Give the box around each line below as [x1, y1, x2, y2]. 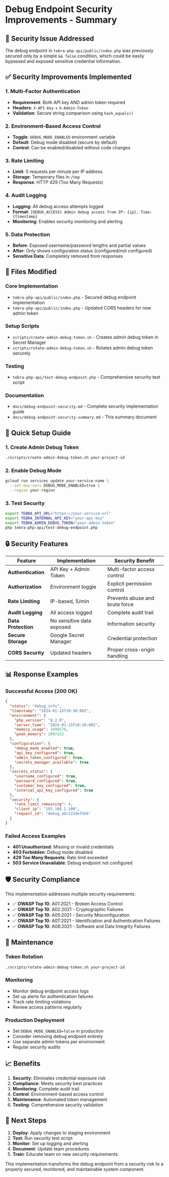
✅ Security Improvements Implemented [5, 73, 132, 81]
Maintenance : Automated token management [12, 1096, 107, 1102]
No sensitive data [50, 617, 92, 624]
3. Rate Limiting [5, 157, 44, 164]
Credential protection [107, 635, 157, 642]
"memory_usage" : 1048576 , [14, 727, 69, 732]
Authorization [8, 583, 42, 590]
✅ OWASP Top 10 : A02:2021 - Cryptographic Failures [12, 906, 124, 912]
